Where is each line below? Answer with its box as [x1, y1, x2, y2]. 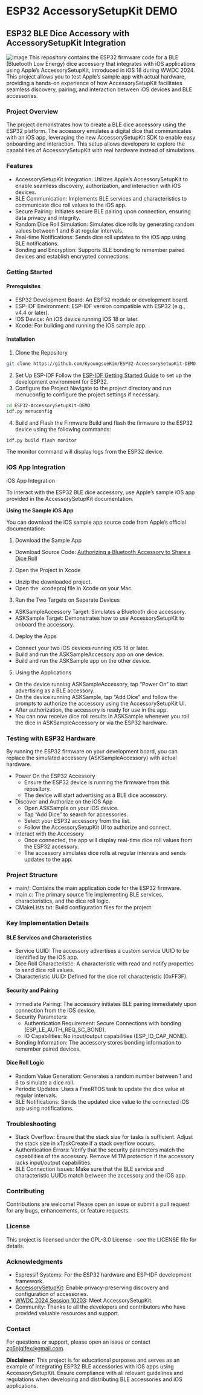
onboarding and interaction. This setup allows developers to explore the [6, 140, 185, 147]
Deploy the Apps [14, 633, 57, 640]
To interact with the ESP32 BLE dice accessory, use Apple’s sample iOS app [6, 488, 195, 496]
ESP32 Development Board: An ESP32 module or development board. [14, 296, 189, 303]
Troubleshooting [6, 1120, 56, 1128]
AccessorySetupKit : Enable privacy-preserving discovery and [14, 1284, 169, 1291]
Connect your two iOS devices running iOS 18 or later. [14, 644, 149, 651]
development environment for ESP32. [14, 378, 109, 385]
